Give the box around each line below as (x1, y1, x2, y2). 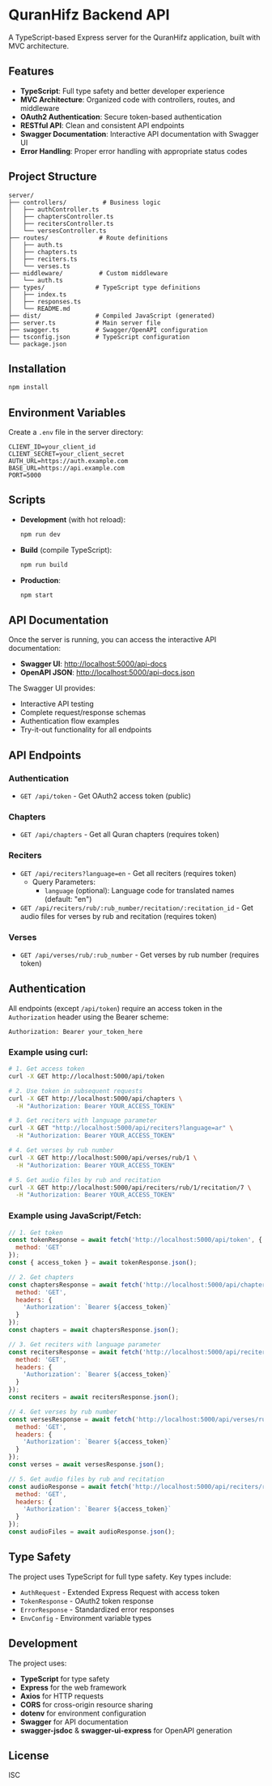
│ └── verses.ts (8, 262, 70, 270)
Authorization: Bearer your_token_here (8, 1027, 143, 1035)
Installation (8, 362, 66, 376)
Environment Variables (8, 406, 126, 419)
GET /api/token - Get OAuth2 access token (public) (19, 791, 192, 801)
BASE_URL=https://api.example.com (8, 464, 125, 473)
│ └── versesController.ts (8, 227, 107, 235)
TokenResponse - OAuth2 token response (19, 1596, 154, 1605)
